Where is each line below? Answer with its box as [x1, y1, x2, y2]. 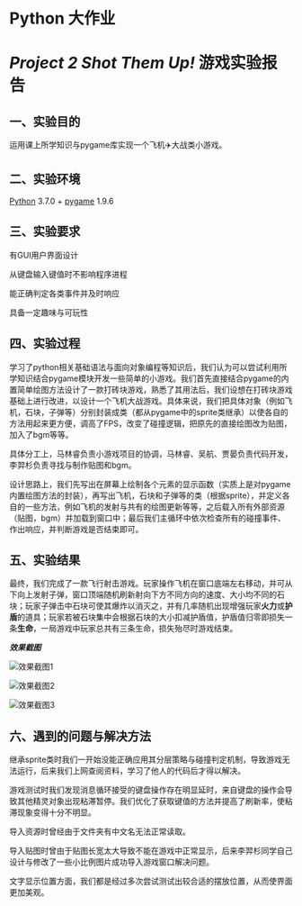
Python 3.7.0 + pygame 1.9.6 [9, 195, 114, 206]
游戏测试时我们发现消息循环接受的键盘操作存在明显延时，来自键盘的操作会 [9, 784, 285, 795]
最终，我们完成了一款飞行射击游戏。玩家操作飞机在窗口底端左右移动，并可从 [9, 578, 293, 589]
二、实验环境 [9, 171, 81, 186]
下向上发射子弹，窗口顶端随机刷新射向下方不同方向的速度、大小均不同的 [9, 589, 277, 600]
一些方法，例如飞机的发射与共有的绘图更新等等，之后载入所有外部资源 [24, 501, 285, 512]
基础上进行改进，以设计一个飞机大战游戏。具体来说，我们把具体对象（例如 [9, 395, 285, 406]
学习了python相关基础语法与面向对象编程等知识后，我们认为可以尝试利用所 [9, 361, 288, 372]
